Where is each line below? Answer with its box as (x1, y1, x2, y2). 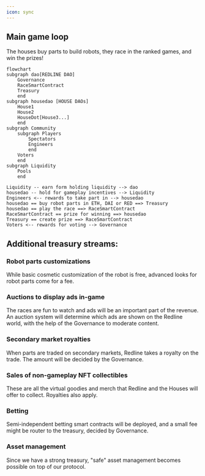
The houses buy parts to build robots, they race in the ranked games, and (6, 48, 192, 55)
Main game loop (6, 32, 69, 42)
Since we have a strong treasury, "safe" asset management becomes (6, 456, 181, 464)
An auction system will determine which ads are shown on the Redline (6, 313, 183, 321)
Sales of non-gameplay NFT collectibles (6, 370, 128, 379)
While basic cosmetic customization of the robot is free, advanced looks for (6, 271, 198, 278)
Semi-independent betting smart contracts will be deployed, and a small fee (6, 421, 198, 428)
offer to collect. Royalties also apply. (6, 391, 98, 399)
